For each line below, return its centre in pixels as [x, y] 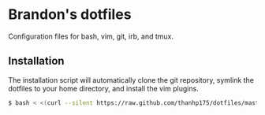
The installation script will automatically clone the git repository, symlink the [131, 80]
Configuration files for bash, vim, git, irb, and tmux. [91, 36]
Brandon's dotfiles [70, 15]
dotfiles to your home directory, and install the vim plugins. [103, 88]
